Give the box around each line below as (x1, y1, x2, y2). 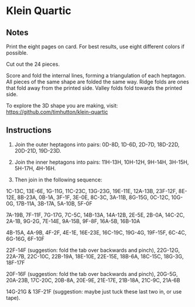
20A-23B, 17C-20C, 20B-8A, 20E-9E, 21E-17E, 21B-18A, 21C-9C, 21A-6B (6, 276, 180, 284)
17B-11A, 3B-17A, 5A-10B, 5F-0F (16, 200, 93, 207)
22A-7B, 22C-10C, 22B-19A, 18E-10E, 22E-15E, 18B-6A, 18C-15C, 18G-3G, (6, 252, 184, 259)
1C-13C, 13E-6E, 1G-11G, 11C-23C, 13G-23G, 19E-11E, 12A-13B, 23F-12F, (6, 187, 177, 194)
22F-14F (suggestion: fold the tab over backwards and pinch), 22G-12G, (6, 247, 180, 254)
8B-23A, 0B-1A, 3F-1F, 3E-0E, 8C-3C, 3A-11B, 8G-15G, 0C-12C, (17, 194, 170, 201)
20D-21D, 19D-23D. (14, 147, 61, 154)
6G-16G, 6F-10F (6, 235, 45, 242)
